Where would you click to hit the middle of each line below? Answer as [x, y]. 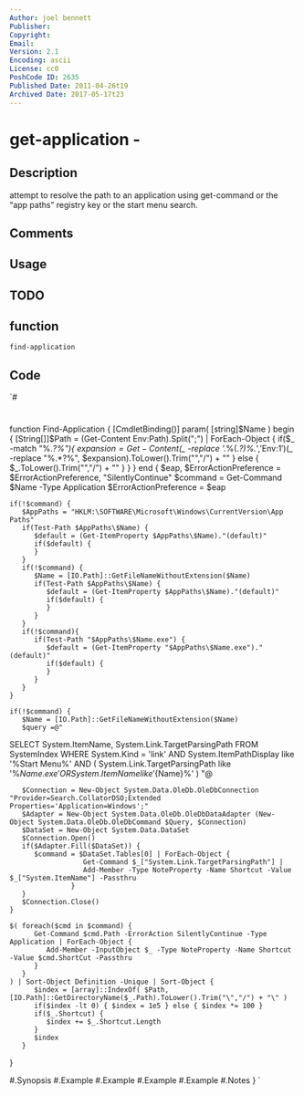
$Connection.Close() [61, 902]
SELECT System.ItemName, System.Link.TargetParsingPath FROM [134, 745]
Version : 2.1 [34, 52]
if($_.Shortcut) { [68, 1014]
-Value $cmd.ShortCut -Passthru [71, 958]
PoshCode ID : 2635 [44, 78]
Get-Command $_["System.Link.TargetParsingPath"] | [183, 862]
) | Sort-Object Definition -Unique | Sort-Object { [112, 982]
